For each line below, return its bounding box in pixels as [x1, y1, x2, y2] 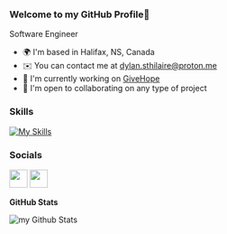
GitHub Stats [9, 196, 59, 207]
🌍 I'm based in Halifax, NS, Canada [22, 47, 155, 58]
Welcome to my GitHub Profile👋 [9, 8, 150, 21]
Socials [9, 148, 42, 161]
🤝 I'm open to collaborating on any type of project [22, 83, 207, 94]
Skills [9, 106, 34, 118]
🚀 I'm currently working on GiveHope [22, 73, 160, 84]
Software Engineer [9, 29, 78, 40]
